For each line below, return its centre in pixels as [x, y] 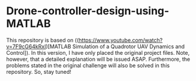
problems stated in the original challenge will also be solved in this [88, 65]
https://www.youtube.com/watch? [121, 40]
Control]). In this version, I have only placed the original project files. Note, [98, 52]
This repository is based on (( [43, 40]
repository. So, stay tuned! [39, 71]
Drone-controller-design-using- [88, 11]
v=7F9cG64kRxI [26, 46]
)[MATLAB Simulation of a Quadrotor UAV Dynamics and [115, 46]
